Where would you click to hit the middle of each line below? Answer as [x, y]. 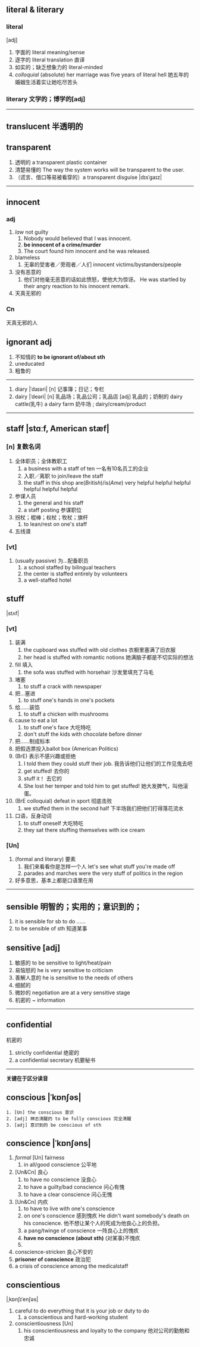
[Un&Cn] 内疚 [32, 1202]
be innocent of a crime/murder [62, 245]
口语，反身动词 [33, 816]
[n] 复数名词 [24, 447]
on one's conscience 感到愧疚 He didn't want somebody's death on [106, 1216]
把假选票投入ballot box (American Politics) [66, 749]
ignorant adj [29, 342]
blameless [27, 257]
